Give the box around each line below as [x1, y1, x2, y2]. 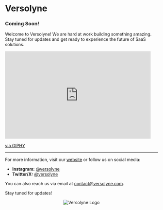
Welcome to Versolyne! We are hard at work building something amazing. [5, 31, 152, 37]
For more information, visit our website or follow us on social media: [5, 157, 141, 163]
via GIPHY [5, 143, 26, 149]
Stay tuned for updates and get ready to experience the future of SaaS [5, 36, 146, 42]
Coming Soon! [5, 20, 40, 27]
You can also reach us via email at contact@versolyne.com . [5, 181, 125, 187]
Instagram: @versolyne [12, 166, 60, 172]
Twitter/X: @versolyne [12, 171, 58, 177]
